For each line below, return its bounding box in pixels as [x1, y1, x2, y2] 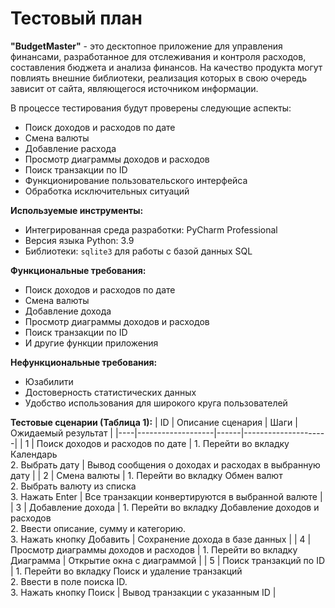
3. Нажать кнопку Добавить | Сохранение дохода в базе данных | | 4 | [10, 533, 312, 545]
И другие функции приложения [24, 337, 159, 349]
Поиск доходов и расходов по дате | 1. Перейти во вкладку [36, 437, 290, 449]
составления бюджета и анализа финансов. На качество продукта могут [10, 61, 323, 73]
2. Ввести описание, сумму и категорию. [10, 522, 187, 534]
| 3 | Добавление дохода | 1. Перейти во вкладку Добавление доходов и [10, 501, 320, 513]
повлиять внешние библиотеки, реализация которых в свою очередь [10, 72, 307, 84]
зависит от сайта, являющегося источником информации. [10, 82, 259, 94]
